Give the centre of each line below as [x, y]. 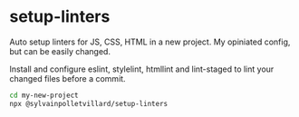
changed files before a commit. [68, 78]
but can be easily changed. [60, 51]
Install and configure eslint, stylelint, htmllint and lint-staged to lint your [142, 69]
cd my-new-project [44, 95]
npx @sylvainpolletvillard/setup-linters [89, 103]
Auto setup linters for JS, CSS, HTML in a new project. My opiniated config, [150, 42]
